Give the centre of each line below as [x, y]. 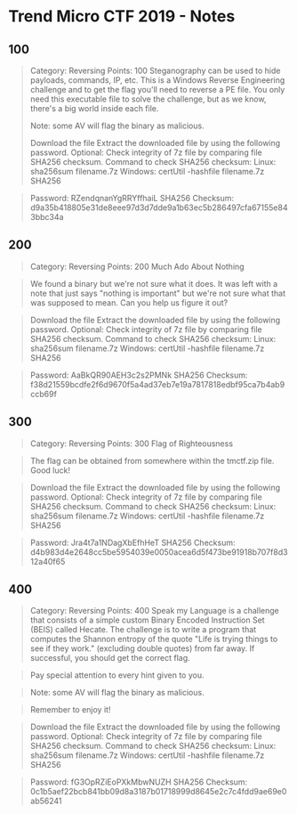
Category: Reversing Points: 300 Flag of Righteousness [131, 444]
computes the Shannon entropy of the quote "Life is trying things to [154, 639]
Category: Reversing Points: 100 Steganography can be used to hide [155, 70]
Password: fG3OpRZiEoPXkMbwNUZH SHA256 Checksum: [139, 782]
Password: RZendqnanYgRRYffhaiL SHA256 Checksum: [132, 198]
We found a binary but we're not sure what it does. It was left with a [154, 283]
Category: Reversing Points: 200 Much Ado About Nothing [137, 266]
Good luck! [50, 470]
